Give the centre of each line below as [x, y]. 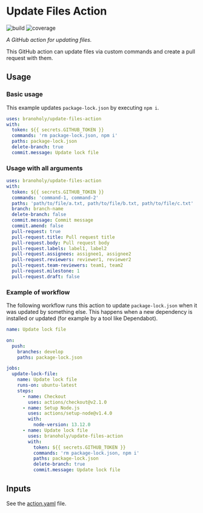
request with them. [30, 58]
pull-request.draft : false [46, 277]
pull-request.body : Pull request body [61, 243]
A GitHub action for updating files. [49, 39]
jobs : [13, 369]
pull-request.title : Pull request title [63, 237]
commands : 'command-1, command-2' [55, 198]
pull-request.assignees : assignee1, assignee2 [72, 254]
